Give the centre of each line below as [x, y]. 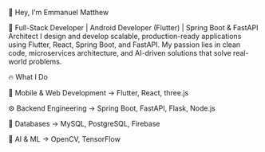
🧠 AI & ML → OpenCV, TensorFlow [65, 139]
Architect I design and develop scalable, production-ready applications [125, 36]
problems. [45, 61]
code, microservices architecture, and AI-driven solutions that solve [120, 53]
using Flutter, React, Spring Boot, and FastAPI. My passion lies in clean [125, 45]
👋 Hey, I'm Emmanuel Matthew [59, 12]
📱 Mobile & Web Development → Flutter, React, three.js [99, 93]
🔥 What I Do [28, 77]
